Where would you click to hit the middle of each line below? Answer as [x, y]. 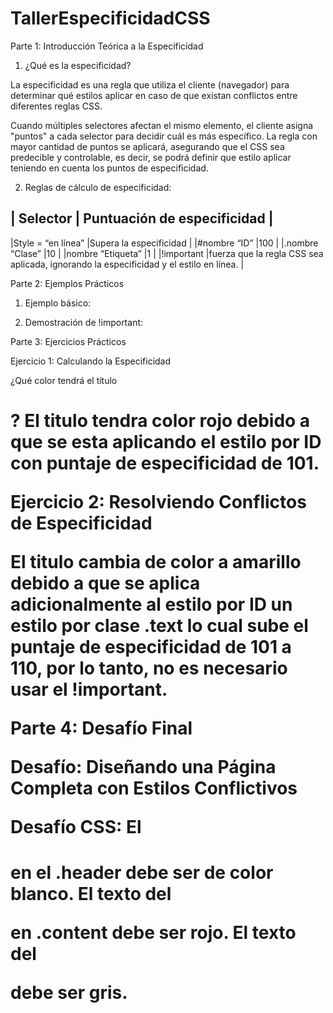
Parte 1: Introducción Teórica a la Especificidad [107, 46]
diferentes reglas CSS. [56, 106]
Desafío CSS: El [76, 826]
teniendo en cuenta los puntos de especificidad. [109, 168]
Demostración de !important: [84, 322]
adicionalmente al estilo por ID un [151, 604]
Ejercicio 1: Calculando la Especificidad [91, 361]
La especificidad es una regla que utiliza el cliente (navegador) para [150, 84]
